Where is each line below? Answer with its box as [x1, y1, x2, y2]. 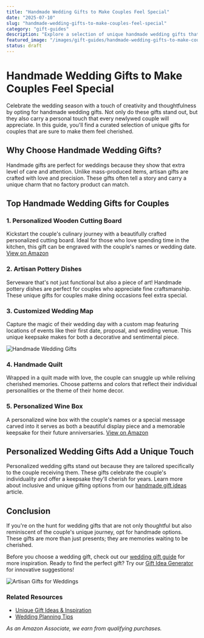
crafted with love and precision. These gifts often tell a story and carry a [6, 174, 187, 182]
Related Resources [6, 593, 63, 602]
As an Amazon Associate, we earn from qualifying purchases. [6, 625, 162, 632]
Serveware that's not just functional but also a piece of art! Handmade [6, 279, 182, 286]
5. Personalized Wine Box [6, 402, 83, 410]
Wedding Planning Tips [15, 613, 73, 620]
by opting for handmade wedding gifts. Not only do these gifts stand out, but [6, 108, 198, 115]
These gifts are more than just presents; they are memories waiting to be [6, 535, 188, 542]
